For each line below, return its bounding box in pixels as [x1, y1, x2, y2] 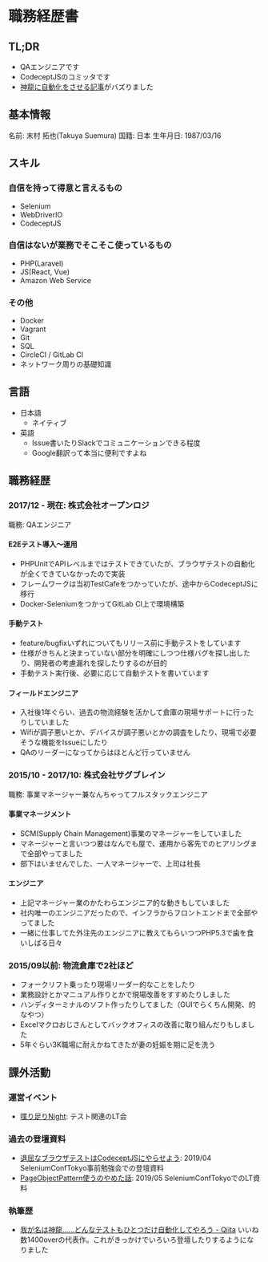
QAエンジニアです [19, 62, 80, 71]
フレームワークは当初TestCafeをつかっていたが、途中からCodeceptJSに [19, 578, 258, 588]
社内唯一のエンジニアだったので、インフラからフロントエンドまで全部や [19, 907, 258, 917]
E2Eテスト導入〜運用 [8, 539, 78, 550]
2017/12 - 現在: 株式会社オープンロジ [8, 500, 150, 511]
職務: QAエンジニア [8, 519, 72, 530]
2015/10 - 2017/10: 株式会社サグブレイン [8, 769, 166, 781]
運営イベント [8, 1092, 58, 1103]
